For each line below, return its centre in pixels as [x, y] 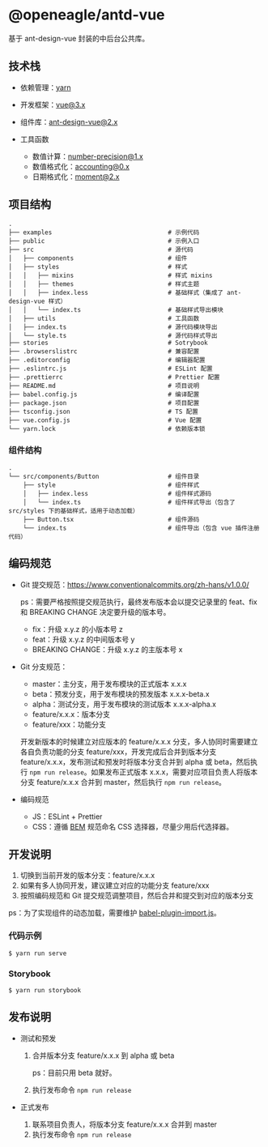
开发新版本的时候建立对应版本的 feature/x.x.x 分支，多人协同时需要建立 [139, 741]
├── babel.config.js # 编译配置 [104, 394]
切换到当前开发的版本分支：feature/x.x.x [87, 876]
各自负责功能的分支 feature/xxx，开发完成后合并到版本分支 [118, 752]
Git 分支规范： [44, 667]
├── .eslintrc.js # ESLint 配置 [111, 369]
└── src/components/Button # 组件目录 [104, 476]
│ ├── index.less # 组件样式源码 [117, 493]
